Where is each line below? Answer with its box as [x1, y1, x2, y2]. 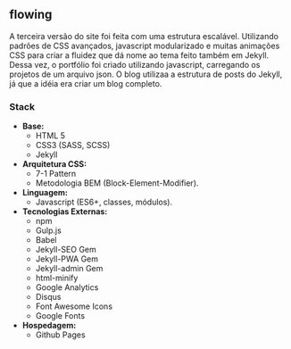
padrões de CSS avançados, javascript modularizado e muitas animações [9, 40, 280, 51]
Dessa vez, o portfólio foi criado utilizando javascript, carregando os [9, 59, 261, 70]
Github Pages [35, 329, 87, 340]
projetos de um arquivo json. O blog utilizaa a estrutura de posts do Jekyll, [9, 69, 283, 79]
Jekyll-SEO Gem [35, 245, 96, 255]
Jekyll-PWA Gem [35, 253, 98, 264]
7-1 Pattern [35, 169, 77, 179]
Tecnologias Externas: [21, 206, 108, 217]
